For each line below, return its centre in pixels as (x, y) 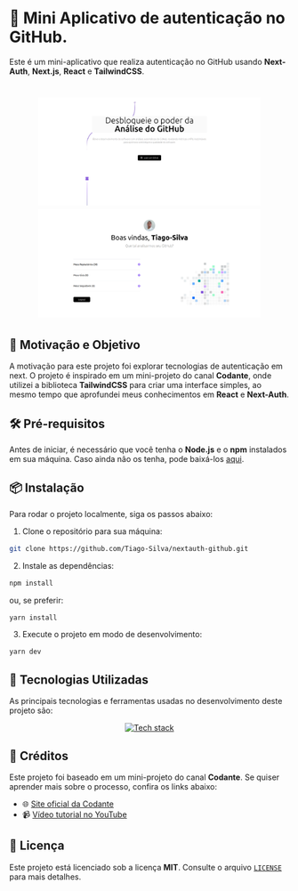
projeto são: (31, 710)
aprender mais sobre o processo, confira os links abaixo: (113, 786)
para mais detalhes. (45, 877)
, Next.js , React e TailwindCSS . (86, 71)
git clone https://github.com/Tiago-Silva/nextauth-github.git (129, 548)
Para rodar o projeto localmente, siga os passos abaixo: (111, 514)
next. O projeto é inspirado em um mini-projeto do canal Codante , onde (141, 376)
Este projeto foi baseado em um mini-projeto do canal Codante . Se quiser (145, 777)
